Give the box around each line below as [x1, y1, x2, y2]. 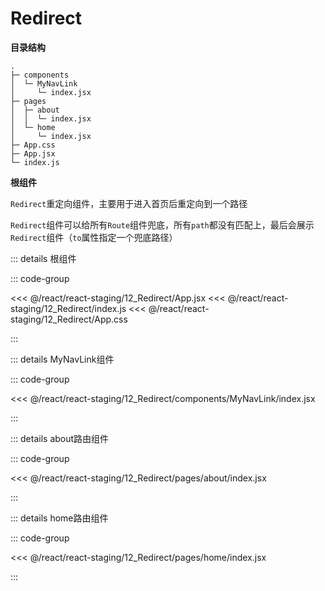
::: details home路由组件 [10, 512, 109, 524]
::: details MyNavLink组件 [10, 353, 115, 365]
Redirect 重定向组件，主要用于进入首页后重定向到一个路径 [10, 197, 248, 209]
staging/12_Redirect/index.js [10, 302, 127, 314]
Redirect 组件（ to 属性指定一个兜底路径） [10, 231, 178, 243]
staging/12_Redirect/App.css [10, 313, 128, 325]
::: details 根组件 [10, 252, 77, 264]
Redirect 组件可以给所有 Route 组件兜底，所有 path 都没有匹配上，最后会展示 [10, 218, 315, 231]
